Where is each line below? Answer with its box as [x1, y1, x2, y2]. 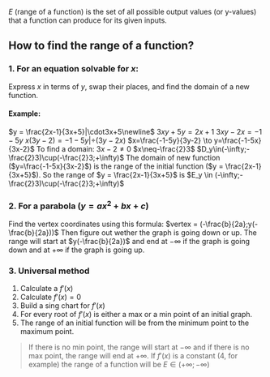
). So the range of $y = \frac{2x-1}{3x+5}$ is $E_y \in [36, 169, 213, 179]
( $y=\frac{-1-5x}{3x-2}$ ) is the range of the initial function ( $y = [8, 161, 224, 171]
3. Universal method [8, 265, 90, 276]
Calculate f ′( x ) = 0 [19, 292, 82, 302]
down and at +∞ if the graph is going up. [8, 245, 145, 255]
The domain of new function [125, 152, 221, 162]
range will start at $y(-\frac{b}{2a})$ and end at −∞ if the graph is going [8, 236, 250, 246]
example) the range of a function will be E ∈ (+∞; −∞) [28, 359, 210, 369]
